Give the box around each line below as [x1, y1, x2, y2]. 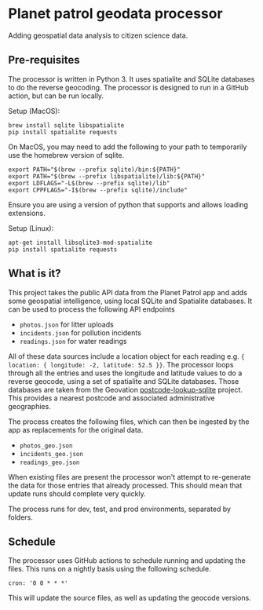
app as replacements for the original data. [8, 425, 144, 434]
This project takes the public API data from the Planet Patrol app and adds [8, 287, 247, 297]
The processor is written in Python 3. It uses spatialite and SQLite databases [8, 74, 255, 83]
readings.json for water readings [19, 336, 127, 345]
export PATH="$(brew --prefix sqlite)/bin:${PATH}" [8, 166, 181, 174]
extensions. [8, 208, 46, 217]
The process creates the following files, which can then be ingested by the [8, 417, 250, 426]
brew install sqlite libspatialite [8, 121, 125, 130]
